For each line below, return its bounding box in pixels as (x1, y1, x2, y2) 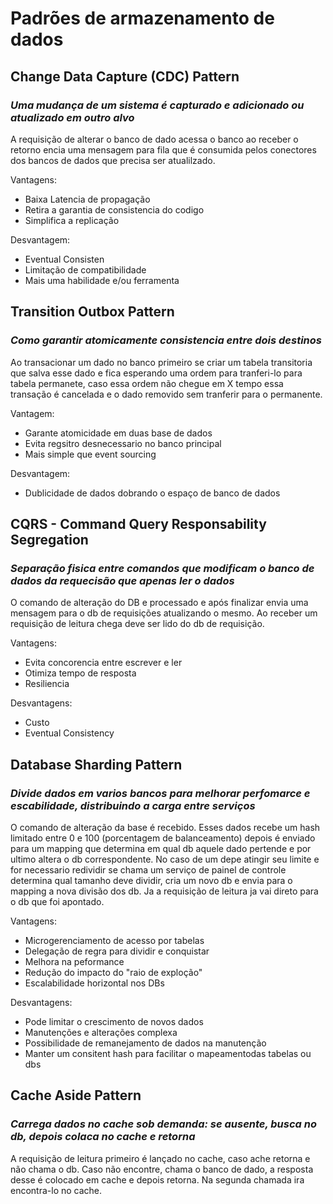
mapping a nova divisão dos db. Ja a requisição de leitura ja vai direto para (10, 885, 319, 897)
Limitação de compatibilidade (24, 263, 147, 276)
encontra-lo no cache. (10, 1184, 103, 1196)
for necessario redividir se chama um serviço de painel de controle (10, 863, 287, 876)
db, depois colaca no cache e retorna (10, 1130, 196, 1144)
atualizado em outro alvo (10, 110, 135, 124)
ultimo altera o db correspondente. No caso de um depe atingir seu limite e (10, 853, 320, 865)
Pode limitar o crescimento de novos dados (24, 1015, 204, 1027)
